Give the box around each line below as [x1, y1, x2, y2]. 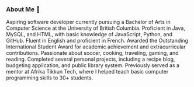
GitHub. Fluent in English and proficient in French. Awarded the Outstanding [6, 37, 189, 44]
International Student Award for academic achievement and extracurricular [6, 43, 186, 50]
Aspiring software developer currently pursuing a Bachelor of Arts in [6, 19, 171, 26]
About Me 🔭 [6, 5, 40, 13]
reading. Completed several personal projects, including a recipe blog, [6, 55, 175, 63]
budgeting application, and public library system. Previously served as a [6, 62, 180, 69]
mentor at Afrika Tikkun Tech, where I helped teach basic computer [6, 68, 169, 75]
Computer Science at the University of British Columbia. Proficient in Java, [6, 25, 185, 32]
